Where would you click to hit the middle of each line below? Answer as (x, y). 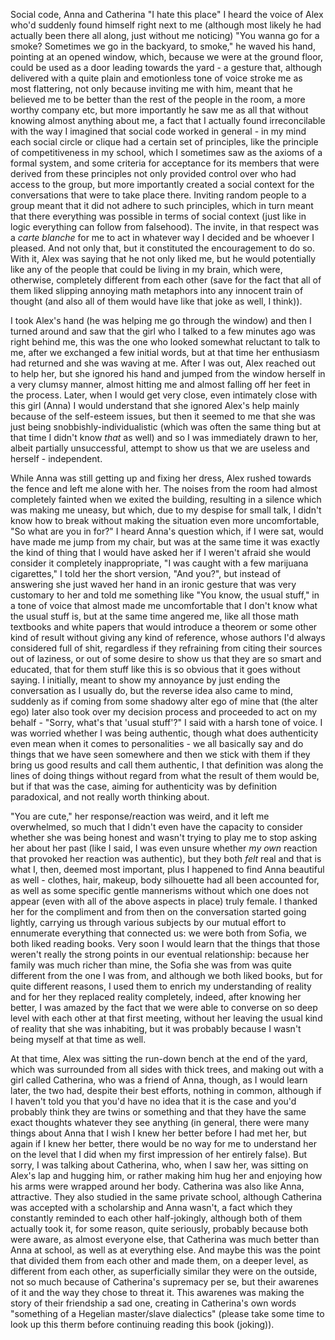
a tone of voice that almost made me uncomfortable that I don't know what (164, 605)
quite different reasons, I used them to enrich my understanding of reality (161, 986)
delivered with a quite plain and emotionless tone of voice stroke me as (156, 78)
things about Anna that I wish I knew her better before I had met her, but (158, 1133)
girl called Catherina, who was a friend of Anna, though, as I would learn (159, 1080)
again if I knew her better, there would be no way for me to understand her (163, 1143)
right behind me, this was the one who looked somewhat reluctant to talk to (165, 342)
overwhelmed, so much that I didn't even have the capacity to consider (156, 827)
